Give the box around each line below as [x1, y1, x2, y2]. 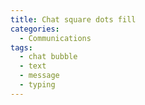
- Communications [19, 33, 92, 43]
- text [19, 61, 47, 71]
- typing [19, 80, 56, 90]
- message [19, 71, 60, 81]
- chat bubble [19, 52, 78, 62]
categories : [10, 24, 60, 34]
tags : [10, 42, 33, 53]
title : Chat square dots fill [10, 14, 137, 25]
